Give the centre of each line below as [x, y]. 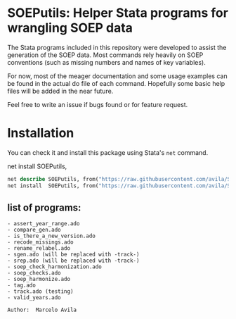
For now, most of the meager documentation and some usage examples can [117, 76]
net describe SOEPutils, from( [53, 179]
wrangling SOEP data [70, 28]
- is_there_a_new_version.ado [52, 236]
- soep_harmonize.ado [39, 280]
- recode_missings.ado [40, 242]
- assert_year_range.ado [44, 224]
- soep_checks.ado [34, 273]
